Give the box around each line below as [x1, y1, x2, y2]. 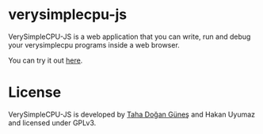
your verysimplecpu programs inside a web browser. [8, 40, 180, 49]
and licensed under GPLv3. [8, 117, 97, 128]
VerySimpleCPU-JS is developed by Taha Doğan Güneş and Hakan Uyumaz [8, 109, 256, 119]
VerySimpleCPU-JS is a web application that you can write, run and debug [8, 32, 251, 41]
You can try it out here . [8, 56, 83, 65]
